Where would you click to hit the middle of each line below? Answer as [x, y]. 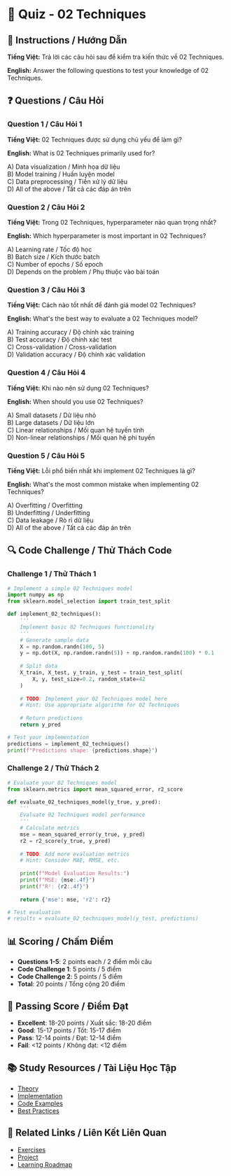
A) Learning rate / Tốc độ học [50, 249]
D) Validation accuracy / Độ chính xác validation [76, 355]
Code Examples [40, 1103]
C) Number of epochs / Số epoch [55, 264]
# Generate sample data [55, 640]
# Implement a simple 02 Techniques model [70, 588]
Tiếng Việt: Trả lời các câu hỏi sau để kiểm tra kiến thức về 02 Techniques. [115, 57]
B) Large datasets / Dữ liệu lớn [51, 422]
